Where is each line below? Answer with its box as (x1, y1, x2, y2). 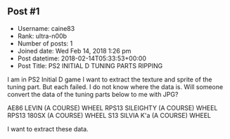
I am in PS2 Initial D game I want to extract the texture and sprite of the (7, 75, 212, 84)
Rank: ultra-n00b (17, 32, 68, 40)
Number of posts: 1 (17, 39, 73, 48)
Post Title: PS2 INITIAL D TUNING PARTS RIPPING (17, 61, 163, 69)
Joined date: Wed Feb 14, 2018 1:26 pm (17, 46, 132, 55)
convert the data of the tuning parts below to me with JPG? (7, 90, 179, 98)
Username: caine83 (17, 24, 75, 32)
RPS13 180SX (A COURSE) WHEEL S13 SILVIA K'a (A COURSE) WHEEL (7, 111, 211, 119)
